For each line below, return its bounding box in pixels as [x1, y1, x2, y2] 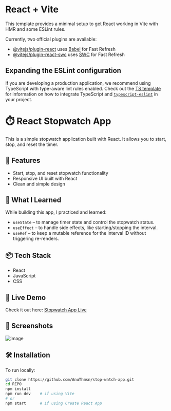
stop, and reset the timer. [5, 141, 59, 147]
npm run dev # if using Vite [5, 391, 74, 397]
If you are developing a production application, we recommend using [5, 80, 151, 86]
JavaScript [12, 273, 36, 279]
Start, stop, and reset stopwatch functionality [12, 170, 109, 176]
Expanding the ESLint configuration [5, 66, 122, 75]
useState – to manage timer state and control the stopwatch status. [12, 219, 155, 226]
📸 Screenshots [5, 322, 53, 330]
